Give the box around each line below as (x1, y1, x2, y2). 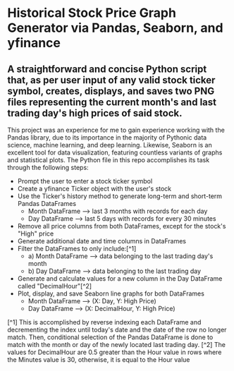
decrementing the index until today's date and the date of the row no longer (7, 326, 227, 334)
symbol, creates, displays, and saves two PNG (7, 85, 215, 97)
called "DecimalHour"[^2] (17, 282, 92, 290)
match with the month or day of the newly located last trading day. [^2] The (7, 341, 226, 348)
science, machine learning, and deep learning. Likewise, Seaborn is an (7, 141, 213, 149)
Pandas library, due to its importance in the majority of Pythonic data (7, 133, 207, 142)
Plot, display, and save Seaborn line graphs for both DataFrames (17, 289, 204, 298)
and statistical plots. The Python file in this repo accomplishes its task (7, 156, 210, 164)
